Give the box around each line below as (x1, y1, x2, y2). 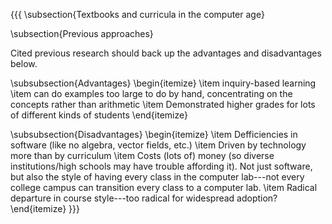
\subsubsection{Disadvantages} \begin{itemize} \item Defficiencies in (10, 129, 298, 140)
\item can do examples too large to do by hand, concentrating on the (10, 88, 293, 99)
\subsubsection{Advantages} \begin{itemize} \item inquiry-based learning (10, 77, 317, 89)
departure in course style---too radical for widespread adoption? (10, 192, 278, 204)
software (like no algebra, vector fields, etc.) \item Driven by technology (10, 139, 307, 151)
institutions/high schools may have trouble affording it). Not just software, (10, 160, 313, 172)
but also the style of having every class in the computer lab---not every (10, 171, 305, 183)
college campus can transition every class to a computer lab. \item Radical (10, 182, 318, 193)
